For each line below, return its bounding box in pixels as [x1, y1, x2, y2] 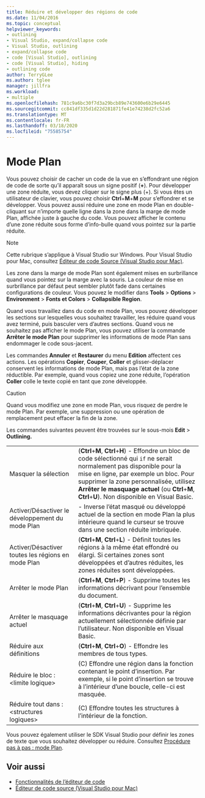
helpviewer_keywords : [6, 26, 62, 32]
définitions [9, 649, 40, 658]
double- [173, 201, 194, 208]
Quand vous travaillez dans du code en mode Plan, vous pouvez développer [6, 307, 198, 314]
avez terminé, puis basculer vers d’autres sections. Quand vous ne [6, 320, 174, 328]
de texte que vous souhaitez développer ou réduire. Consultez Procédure [6, 737, 191, 745]
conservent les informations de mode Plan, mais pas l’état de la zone [6, 364, 179, 372]
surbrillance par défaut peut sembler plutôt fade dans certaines [6, 282, 166, 290]
